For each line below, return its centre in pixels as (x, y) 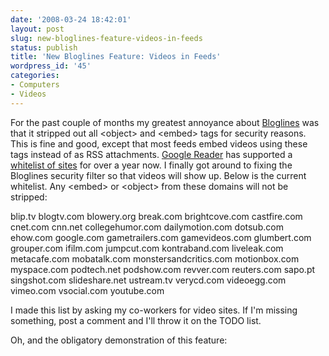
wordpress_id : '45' (51, 66)
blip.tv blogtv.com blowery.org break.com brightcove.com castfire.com (156, 216)
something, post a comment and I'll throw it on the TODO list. (136, 320)
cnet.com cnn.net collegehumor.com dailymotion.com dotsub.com (147, 227)
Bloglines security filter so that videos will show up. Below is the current (158, 175)
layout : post (37, 29)
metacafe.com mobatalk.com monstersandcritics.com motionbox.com (155, 258)
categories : (35, 76)
